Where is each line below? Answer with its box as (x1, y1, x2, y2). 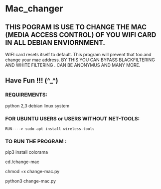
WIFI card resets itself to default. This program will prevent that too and (5, 52, 152, 57)
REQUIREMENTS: (5, 92, 48, 98)
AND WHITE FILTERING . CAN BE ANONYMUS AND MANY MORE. (5, 62, 141, 68)
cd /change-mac (5, 159, 40, 165)
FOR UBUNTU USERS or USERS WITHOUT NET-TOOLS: (5, 115, 140, 122)
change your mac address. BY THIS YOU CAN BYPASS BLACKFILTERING (5, 57, 156, 63)
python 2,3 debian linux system (5, 102, 70, 108)
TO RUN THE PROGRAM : (5, 138, 67, 145)
